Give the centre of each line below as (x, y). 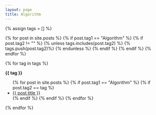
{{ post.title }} (26, 93)
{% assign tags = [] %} (29, 28)
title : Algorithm (23, 14)
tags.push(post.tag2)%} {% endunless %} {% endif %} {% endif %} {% (78, 48)
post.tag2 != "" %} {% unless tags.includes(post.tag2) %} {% (68, 43)
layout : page (19, 10)
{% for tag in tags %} (27, 63)
